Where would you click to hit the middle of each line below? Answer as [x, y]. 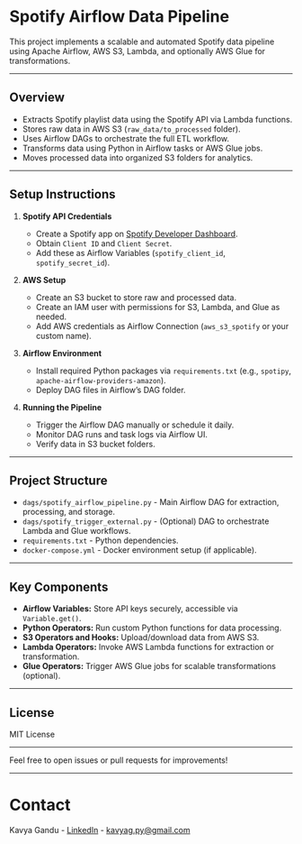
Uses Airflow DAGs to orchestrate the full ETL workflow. [126, 138]
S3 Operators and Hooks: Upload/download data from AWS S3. [141, 638]
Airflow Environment [62, 353]
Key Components [59, 587]
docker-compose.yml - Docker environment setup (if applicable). [140, 550]
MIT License [32, 734]
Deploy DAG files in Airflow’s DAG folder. [111, 390]
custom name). [63, 335]
